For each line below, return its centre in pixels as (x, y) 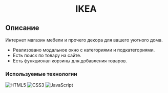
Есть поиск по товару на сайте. (47, 55)
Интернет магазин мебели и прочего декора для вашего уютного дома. (84, 40)
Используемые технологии (41, 74)
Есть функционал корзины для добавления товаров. (70, 61)
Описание (22, 28)
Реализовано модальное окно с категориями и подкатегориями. (84, 50)
